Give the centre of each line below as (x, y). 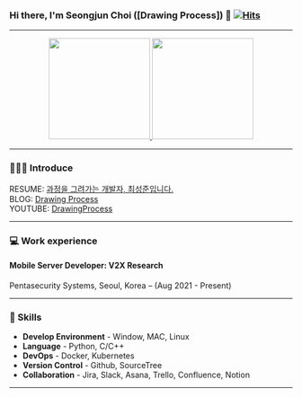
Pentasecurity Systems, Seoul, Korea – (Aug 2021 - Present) (120, 285)
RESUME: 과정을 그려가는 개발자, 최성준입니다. (91, 189)
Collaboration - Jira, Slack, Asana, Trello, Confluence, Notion (136, 375)
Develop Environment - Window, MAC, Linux (106, 337)
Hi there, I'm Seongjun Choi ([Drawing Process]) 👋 (120, 15)
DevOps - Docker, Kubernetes (78, 356)
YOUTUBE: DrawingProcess (61, 208)
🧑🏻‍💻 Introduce (41, 168)
